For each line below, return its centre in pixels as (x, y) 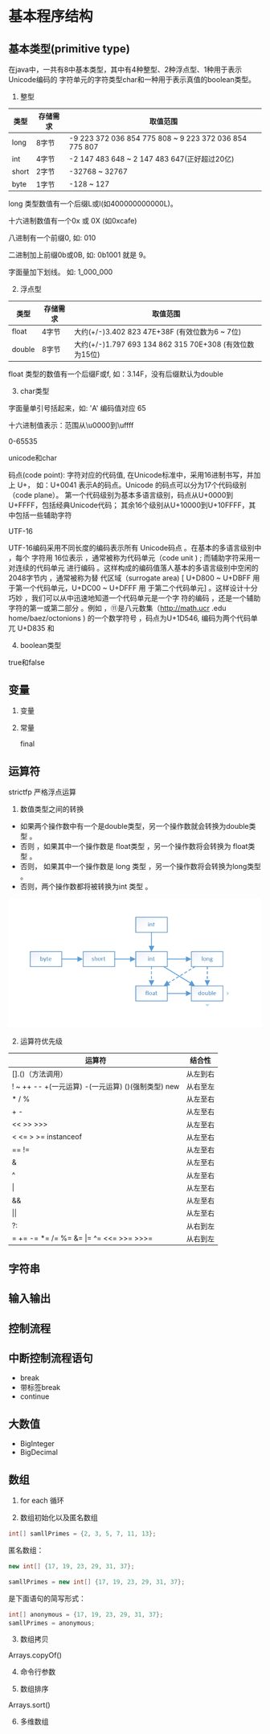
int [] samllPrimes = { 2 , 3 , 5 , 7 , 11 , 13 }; (82, 1534)
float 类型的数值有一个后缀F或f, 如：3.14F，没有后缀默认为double (116, 374)
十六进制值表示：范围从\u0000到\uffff (71, 425)
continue (35, 1396)
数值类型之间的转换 (52, 810)
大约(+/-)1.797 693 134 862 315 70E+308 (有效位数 (164, 344)
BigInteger (37, 1444)
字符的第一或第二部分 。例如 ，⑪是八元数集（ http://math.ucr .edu (117, 608)
